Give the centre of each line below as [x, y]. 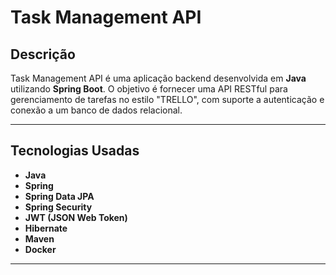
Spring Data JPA [59, 196]
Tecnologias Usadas [75, 151]
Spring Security [58, 207]
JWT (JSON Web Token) [76, 217]
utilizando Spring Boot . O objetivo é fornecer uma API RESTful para [149, 89]
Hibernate [46, 228]
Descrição [43, 54]
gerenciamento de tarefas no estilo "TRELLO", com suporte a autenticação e [167, 99]
